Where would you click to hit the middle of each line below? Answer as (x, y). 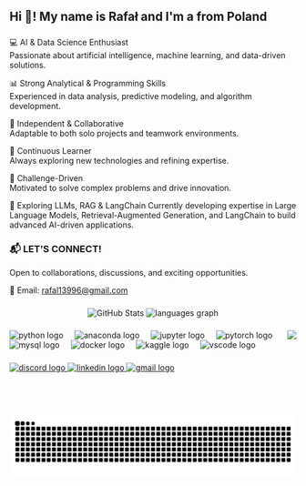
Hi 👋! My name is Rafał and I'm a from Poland (138, 17)
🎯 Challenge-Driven (46, 178)
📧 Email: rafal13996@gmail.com (69, 290)
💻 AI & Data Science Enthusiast (69, 43)
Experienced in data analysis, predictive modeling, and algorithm (131, 96)
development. (35, 106)
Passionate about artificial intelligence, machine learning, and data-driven (148, 56)
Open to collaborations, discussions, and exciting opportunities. (129, 272)
